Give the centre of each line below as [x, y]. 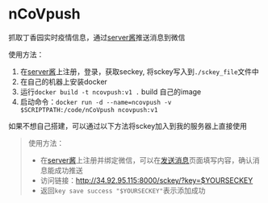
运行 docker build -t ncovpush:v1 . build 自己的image [111, 91]
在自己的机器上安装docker [63, 81]
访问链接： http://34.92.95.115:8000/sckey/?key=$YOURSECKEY [147, 180]
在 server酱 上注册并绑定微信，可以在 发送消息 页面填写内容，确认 [146, 160]
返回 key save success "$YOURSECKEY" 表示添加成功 [123, 190]
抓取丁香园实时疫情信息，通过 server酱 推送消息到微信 [97, 37]
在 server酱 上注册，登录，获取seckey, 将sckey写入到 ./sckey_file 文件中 [140, 71]
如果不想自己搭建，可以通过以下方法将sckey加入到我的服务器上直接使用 [128, 126]
